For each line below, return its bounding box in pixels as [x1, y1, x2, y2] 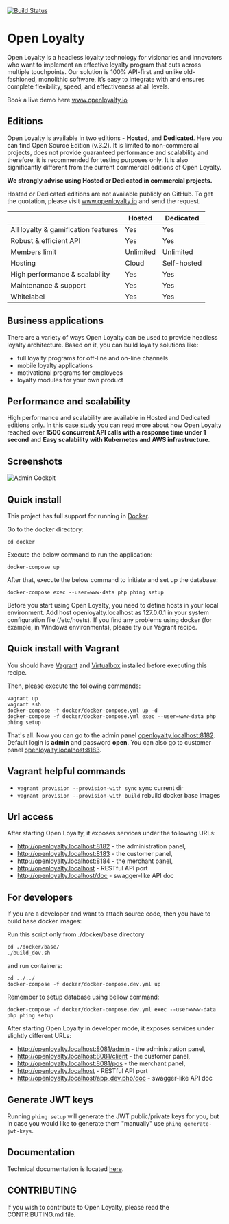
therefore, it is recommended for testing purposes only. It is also [7, 155, 189, 164]
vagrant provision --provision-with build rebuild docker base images [16, 791, 221, 799]
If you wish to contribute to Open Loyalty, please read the [7, 1203, 169, 1211]
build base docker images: [7, 917, 82, 925]
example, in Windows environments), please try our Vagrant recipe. [7, 623, 197, 631]
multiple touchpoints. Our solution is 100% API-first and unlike [7, 67, 183, 76]
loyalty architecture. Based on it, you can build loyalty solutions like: [7, 340, 199, 349]
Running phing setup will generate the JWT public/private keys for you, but [7, 1112, 219, 1120]
